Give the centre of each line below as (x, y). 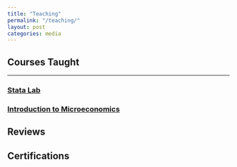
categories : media (34, 33)
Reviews (26, 132)
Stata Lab (24, 90)
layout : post (26, 27)
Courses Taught (43, 62)
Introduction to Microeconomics (63, 109)
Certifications (38, 156)
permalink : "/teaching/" (44, 20)
